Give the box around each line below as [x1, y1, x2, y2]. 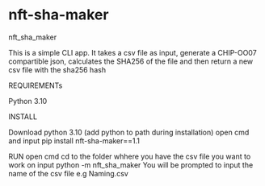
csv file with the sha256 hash [8, 64, 107, 74]
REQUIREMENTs [8, 81, 63, 90]
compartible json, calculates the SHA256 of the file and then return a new [8, 56, 254, 66]
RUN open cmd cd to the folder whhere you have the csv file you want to [8, 151, 251, 161]
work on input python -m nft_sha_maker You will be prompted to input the [8, 159, 254, 170]
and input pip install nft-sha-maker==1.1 [8, 135, 140, 146]
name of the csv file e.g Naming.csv [8, 168, 129, 178]
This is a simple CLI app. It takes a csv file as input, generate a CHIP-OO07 [8, 48, 257, 57]
